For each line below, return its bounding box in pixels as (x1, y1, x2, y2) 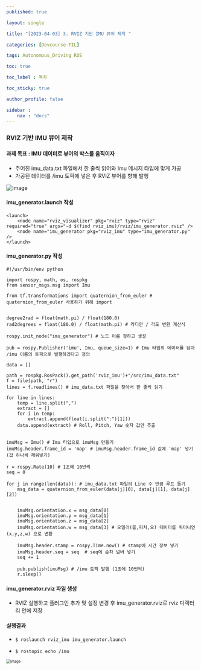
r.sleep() (17, 571, 42, 577)
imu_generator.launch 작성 (6, 199, 74, 206)
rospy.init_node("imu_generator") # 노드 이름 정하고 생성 (6, 333, 147, 339)
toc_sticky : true (6, 85, 50, 91)
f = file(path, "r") (6, 377, 59, 384)
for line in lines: (6, 394, 56, 401)
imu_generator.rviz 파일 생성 (6, 585, 77, 592)
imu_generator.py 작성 (6, 252, 63, 260)
